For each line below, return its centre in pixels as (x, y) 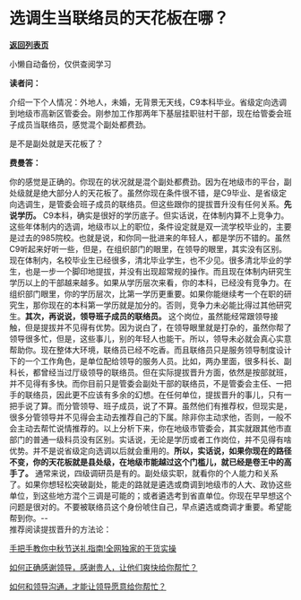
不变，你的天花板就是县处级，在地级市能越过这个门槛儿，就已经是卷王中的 (146, 462)
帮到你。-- (29, 517)
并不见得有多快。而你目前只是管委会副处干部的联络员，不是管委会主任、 (142, 383)
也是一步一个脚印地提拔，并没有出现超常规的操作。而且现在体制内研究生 (158, 271)
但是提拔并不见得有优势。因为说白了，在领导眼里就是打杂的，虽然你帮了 (158, 327)
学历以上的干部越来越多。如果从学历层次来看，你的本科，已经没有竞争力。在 (150, 283)
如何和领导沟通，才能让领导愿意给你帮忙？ (88, 586)
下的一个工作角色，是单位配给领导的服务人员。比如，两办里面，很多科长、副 (150, 361)
